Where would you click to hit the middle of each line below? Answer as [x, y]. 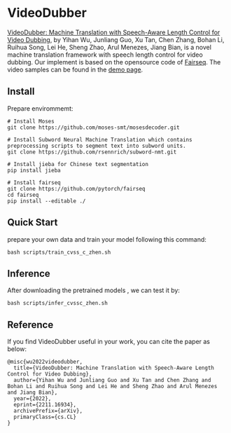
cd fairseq [23, 195]
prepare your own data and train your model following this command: [107, 239]
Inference [29, 274]
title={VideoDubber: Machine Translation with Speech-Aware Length [114, 368]
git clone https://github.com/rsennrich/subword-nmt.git [92, 152]
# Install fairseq [34, 183]
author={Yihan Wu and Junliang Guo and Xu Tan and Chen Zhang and [112, 380]
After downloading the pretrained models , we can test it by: [94, 290]
